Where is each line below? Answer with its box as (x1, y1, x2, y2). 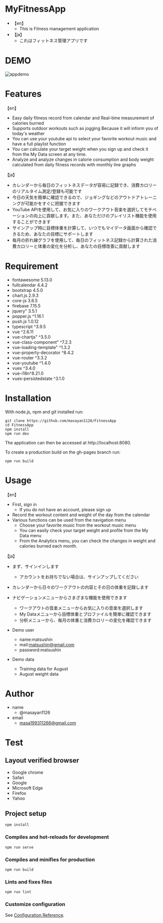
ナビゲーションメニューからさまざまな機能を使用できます (12, 594, 127, 600)
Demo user (12, 627, 35, 633)
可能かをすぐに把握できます (25, 200, 81, 206)
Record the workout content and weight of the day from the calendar (12, 512, 150, 518)
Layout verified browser (5, 756, 79, 765)
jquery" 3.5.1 (12, 308, 37, 314)
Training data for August (19, 666, 68, 672)
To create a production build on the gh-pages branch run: (5, 449, 121, 455)
